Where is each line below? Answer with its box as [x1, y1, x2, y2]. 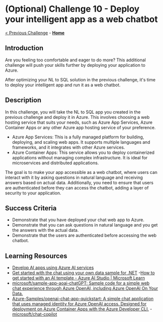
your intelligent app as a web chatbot [5, 14, 158, 25]
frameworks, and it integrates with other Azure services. [12, 144, 125, 150]
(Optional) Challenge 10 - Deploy [5, 3, 140, 15]
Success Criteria [5, 204, 57, 212]
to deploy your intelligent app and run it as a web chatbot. [5, 82, 121, 88]
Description [5, 96, 41, 104]
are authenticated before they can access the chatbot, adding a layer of [5, 185, 149, 190]
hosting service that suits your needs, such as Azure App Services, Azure [5, 119, 153, 125]
